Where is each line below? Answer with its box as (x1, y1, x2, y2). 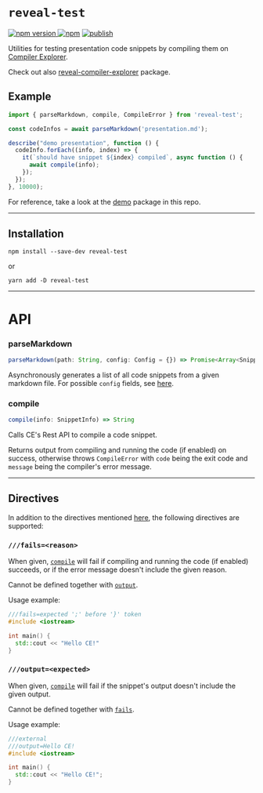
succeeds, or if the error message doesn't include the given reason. (8, 565, 227, 574)
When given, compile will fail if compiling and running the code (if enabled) (8, 557, 249, 566)
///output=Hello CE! (8, 742, 76, 750)
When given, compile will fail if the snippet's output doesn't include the (8, 681, 236, 690)
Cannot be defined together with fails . (8, 704, 135, 714)
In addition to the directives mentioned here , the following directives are (8, 512, 240, 522)
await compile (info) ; (28, 161, 100, 169)
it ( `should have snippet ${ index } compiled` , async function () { (22, 154, 243, 162)
